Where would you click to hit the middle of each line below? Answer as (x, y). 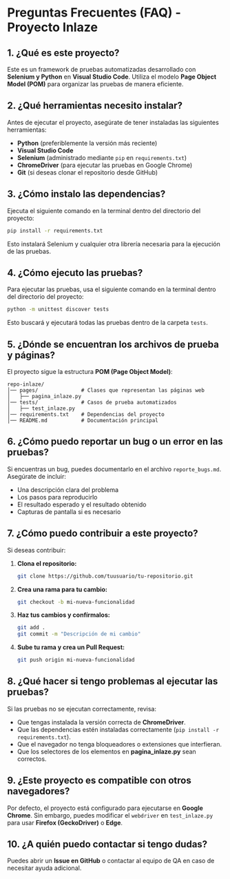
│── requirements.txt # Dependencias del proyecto (86, 415)
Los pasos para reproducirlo (57, 497)
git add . (31, 628)
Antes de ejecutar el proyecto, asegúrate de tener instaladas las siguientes (113, 122)
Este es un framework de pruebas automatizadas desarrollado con (102, 69)
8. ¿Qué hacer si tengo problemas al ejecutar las (113, 681)
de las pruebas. (29, 251)
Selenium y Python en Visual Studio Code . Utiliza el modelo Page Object (112, 77)
